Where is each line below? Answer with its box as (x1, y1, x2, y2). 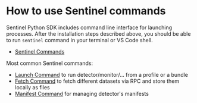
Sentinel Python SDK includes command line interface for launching (6, 24, 173, 31)
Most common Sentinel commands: (6, 60, 93, 67)
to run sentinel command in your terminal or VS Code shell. (6, 36, 153, 43)
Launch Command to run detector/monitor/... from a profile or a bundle (14, 71, 189, 78)
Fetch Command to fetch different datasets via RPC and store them (14, 77, 180, 85)
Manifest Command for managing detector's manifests (14, 90, 149, 97)
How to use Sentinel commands (6, 4, 166, 18)
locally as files (14, 83, 50, 90)
